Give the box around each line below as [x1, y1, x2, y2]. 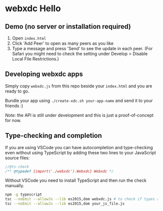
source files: [5, 154, 30, 161]
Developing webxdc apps [5, 70, 83, 78]
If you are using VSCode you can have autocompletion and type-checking [5, 144, 153, 150]
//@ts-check [5, 164, 29, 169]
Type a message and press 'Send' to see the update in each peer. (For [12, 46, 153, 51]
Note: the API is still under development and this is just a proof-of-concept [5, 112, 154, 118]
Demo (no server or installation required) [5, 22, 131, 31]
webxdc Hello [5, 3, 61, 14]
